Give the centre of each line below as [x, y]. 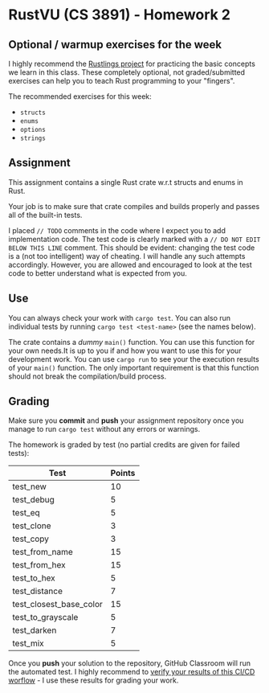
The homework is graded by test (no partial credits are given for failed [124, 445]
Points [123, 474]
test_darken [35, 630]
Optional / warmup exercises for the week [115, 45]
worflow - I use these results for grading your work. [94, 680]
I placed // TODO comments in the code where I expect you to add [117, 230]
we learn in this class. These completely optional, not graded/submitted [127, 72]
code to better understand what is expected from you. [98, 273]
